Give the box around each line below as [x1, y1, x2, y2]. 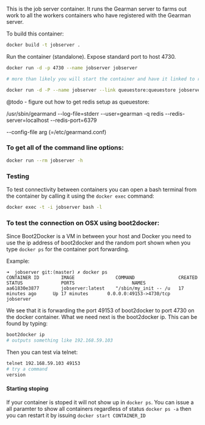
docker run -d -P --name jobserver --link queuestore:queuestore [6, 87, 176, 93]
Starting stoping [6, 385, 49, 393]
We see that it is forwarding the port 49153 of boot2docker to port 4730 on [6, 307, 195, 314]
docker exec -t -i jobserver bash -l [6, 204, 103, 210]
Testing [6, 171, 29, 180]
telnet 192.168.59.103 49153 [6, 360, 81, 366]
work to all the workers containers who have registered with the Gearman [6, 12, 191, 19]
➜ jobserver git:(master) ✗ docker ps [6, 269, 108, 276]
